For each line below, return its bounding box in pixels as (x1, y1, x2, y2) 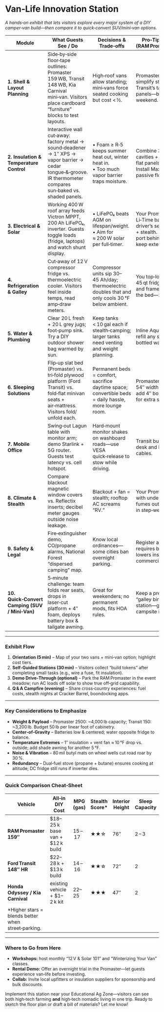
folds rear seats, (47, 587, 85, 594)
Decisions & (97, 36, 126, 43)
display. (47, 250, 66, 257)
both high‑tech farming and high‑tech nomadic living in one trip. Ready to (5, 996, 153, 1002)
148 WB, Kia (47, 81, 77, 88)
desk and (136, 443, 157, 450)
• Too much (92, 165, 120, 172)
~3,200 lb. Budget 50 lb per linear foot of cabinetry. (12, 724, 116, 729)
